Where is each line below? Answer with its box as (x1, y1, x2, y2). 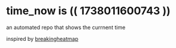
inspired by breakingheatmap (6, 35, 79, 42)
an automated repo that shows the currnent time (6, 24, 126, 31)
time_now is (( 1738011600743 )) (6, 4, 171, 18)
